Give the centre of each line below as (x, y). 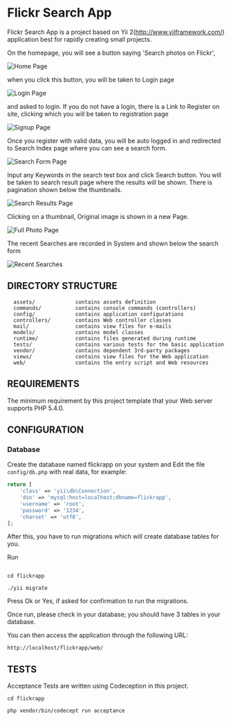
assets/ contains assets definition (85, 302)
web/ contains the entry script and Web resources (111, 363)
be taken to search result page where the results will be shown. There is (110, 182)
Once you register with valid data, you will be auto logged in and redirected (114, 141)
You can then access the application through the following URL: (98, 635)
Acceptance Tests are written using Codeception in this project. (98, 686)
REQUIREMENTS (43, 384)
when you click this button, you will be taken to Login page (91, 79)
